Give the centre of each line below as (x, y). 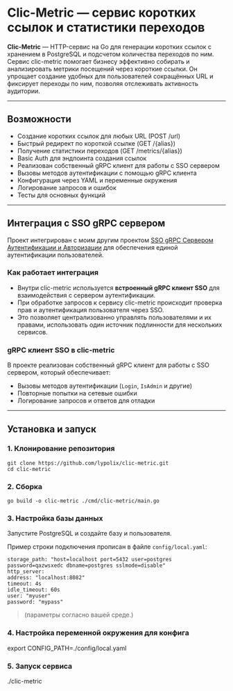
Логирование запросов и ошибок (67, 187)
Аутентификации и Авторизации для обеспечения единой (93, 247)
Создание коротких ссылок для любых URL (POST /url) (99, 136)
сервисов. (33, 332)
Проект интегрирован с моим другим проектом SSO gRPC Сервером (110, 240)
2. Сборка (25, 486)
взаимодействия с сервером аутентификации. (86, 295)
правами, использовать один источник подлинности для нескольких (120, 325)
